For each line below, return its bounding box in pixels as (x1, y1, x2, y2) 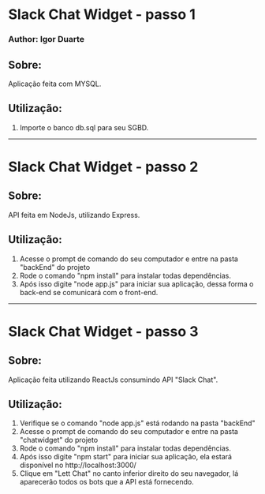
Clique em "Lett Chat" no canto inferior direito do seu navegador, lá (19, 469, 239, 478)
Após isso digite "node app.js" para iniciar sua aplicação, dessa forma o (19, 279, 254, 289)
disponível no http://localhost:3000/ (19, 460, 136, 470)
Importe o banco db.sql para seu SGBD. (19, 122, 149, 132)
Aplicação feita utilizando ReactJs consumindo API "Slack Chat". (8, 375, 218, 384)
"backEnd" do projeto (19, 262, 91, 271)
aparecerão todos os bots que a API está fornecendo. (19, 477, 195, 487)
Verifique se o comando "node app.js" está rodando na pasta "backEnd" (19, 418, 256, 428)
